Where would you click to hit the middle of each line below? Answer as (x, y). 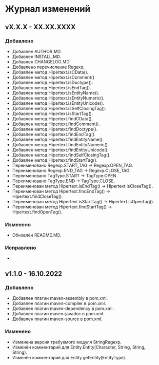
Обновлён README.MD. (37, 235)
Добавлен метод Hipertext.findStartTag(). (55, 160)
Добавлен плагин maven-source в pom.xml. (57, 319)
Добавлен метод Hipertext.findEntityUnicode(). (60, 150)
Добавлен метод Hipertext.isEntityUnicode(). (58, 103)
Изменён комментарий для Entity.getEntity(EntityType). (69, 358)
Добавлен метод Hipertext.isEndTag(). (51, 87)
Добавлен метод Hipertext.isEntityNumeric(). (58, 98)
